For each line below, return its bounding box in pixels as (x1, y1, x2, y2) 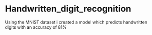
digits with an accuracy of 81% (5, 24, 67, 30)
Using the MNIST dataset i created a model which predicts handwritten (5, 19, 148, 25)
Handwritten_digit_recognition (5, 3, 132, 14)
